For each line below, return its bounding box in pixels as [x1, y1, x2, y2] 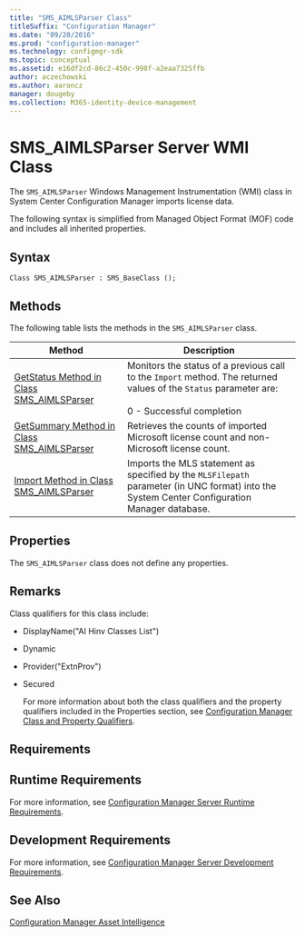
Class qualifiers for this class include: [9, 608, 150, 619]
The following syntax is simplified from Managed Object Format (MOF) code [9, 214, 294, 224]
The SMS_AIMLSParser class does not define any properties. [9, 557, 229, 568]
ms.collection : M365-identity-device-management [9, 97, 197, 107]
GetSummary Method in [14, 419, 116, 432]
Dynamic [22, 642, 56, 654]
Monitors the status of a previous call [126, 359, 286, 372]
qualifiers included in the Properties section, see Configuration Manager [22, 705, 293, 716]
